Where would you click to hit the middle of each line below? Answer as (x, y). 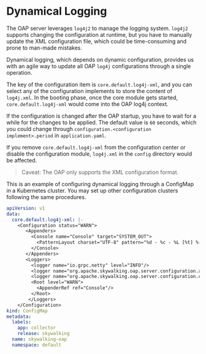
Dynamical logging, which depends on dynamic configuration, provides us (100, 59)
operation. (19, 72)
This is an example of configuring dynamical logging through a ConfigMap (100, 184)
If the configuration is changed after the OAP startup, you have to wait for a (101, 116)
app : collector (37, 328)
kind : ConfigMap (27, 311)
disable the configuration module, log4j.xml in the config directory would (99, 154)
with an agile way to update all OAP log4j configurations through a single (99, 66)
